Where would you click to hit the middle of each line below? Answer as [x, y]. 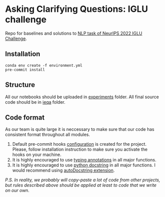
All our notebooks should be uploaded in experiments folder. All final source [82, 97]
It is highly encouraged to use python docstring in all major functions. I [84, 165]
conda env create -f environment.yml [44, 65]
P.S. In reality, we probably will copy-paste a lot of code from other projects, [83, 180]
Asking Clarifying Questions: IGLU [77, 9]
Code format [25, 117]
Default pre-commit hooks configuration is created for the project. [79, 144]
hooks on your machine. [37, 155]
